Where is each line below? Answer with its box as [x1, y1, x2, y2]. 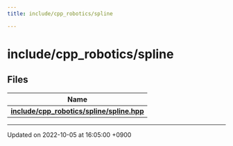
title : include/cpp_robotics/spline [7, 10, 113, 17]
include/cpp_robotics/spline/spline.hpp [10, 106, 144, 115]
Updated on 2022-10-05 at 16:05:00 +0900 [7, 130, 132, 139]
